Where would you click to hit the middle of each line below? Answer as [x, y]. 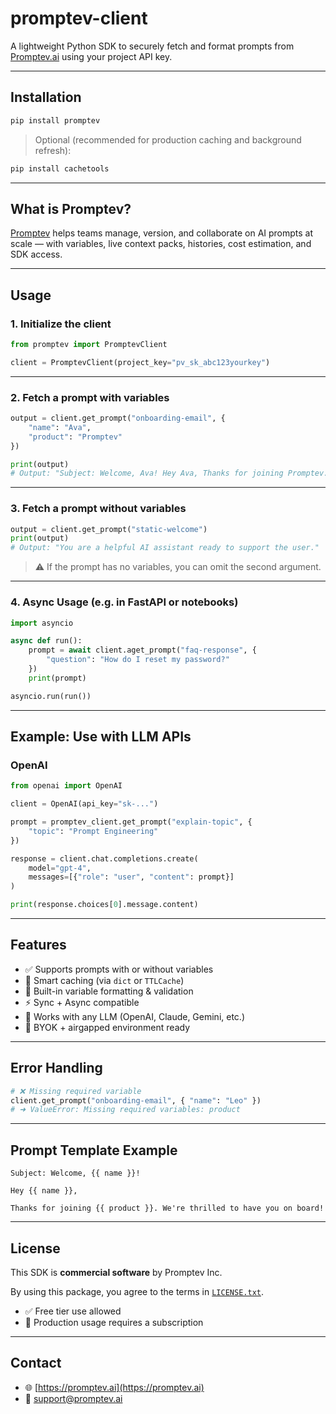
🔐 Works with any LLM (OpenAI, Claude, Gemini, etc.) [134, 1016]
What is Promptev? [71, 208]
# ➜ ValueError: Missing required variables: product [125, 1110]
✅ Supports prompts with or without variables [119, 969]
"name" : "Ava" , [60, 427]
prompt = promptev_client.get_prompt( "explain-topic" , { [131, 822]
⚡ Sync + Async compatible [82, 1002]
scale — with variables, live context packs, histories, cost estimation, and [161, 244]
